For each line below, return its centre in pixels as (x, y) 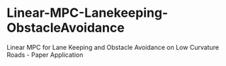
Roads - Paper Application (45, 55)
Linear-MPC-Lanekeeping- (87, 13)
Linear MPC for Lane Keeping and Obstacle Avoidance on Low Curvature (113, 47)
